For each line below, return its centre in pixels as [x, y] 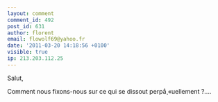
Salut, [16, 78]
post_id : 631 [26, 26]
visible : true [28, 52]
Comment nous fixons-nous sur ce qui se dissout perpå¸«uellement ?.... [109, 91]
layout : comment [31, 13]
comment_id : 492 [31, 20]
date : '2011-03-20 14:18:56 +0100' [59, 45]
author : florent [31, 33]
